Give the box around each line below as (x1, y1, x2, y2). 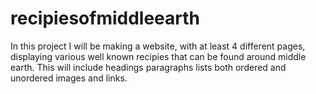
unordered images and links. (10, 72, 128, 84)
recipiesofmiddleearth (10, 7, 200, 30)
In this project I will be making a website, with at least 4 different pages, (10, 40, 306, 52)
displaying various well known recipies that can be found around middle (10, 50, 307, 62)
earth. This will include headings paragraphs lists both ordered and (10, 61, 287, 73)
